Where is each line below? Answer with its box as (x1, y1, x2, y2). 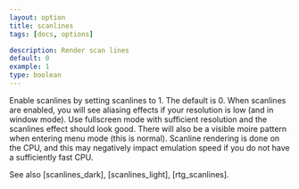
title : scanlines (9, 21, 74, 30)
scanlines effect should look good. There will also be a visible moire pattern (9, 123, 287, 134)
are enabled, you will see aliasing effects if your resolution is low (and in (9, 104, 274, 115)
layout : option (9, 12, 66, 22)
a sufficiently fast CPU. (9, 152, 94, 162)
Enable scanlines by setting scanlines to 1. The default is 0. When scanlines (9, 94, 287, 105)
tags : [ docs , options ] (9, 29, 94, 38)
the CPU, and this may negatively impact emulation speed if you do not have (9, 142, 290, 152)
